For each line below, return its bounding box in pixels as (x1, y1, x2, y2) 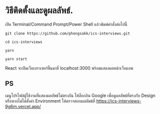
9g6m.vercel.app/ (5, 103, 41, 109)
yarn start (5, 57, 27, 61)
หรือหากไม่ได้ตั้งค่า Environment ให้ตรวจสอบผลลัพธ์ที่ (5, 98, 95, 104)
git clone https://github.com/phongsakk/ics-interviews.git (5, 31, 131, 36)
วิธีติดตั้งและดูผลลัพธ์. (5, 5, 73, 16)
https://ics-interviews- (96, 98, 142, 104)
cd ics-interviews (5, 39, 43, 44)
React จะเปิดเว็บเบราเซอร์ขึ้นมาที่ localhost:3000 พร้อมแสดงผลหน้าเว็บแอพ (5, 65, 134, 71)
